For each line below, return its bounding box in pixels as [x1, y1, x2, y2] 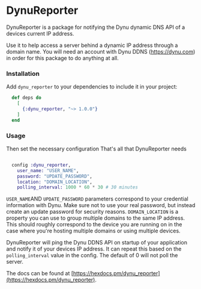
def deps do [11, 95, 42, 101]
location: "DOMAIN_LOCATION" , [17, 179, 93, 185]
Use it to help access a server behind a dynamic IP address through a [6, 42, 178, 49]
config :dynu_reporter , [11, 162, 71, 168]
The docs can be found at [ [6, 270, 74, 277]
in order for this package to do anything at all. [6, 54, 119, 61]
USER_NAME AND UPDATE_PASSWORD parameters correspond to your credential [6, 195, 189, 202]
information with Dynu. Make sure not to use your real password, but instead [6, 202, 196, 209]
